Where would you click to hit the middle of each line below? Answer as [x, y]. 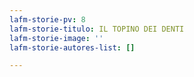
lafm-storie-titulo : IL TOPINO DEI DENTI [97, 29]
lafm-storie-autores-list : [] [72, 47]
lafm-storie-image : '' [56, 38]
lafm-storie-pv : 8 [47, 19]
